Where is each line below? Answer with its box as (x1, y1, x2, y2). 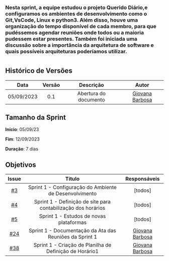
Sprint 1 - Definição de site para (34, 198, 111, 205)
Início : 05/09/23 (5, 126, 39, 133)
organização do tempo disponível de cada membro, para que (5, 23, 157, 30)
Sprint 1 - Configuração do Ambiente (28, 184, 117, 191)
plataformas (58, 219, 87, 226)
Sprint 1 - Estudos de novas (39, 213, 106, 220)
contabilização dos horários (39, 205, 106, 212)
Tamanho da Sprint (5, 113, 66, 121)
